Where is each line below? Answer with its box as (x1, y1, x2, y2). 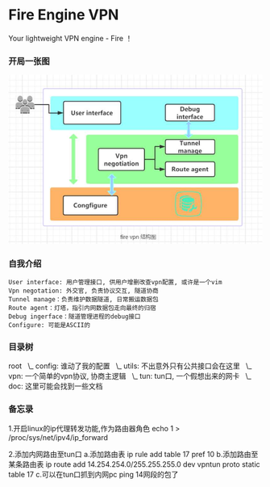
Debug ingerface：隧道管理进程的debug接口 (8, 313, 141, 321)
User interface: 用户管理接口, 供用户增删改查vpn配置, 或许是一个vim (8, 279, 222, 287)
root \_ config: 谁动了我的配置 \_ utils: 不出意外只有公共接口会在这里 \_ (8, 361, 252, 371)
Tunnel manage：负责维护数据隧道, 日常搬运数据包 (8, 296, 159, 304)
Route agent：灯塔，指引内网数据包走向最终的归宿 (8, 304, 156, 313)
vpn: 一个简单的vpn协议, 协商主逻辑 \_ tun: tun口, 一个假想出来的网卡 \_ (8, 372, 251, 381)
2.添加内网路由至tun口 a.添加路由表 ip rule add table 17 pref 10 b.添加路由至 (8, 449, 259, 459)
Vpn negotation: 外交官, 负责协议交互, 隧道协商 (8, 287, 159, 296)
